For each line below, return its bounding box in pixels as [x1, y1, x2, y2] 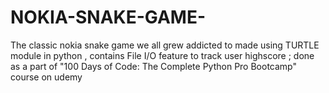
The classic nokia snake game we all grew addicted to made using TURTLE [10, 39, 320, 51]
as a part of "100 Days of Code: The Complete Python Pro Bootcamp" [10, 60, 297, 72]
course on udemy [10, 71, 83, 83]
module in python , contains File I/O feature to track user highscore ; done [10, 49, 315, 61]
